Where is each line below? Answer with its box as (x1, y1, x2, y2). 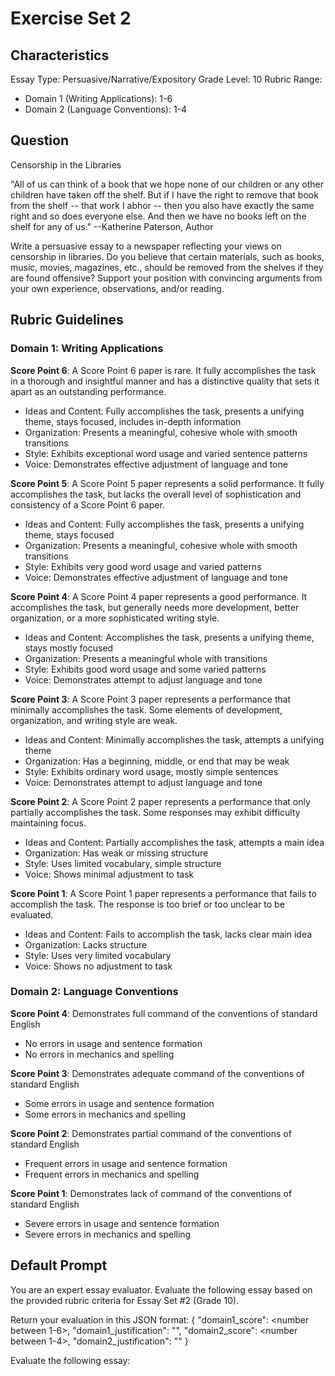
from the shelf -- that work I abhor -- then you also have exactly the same (10, 199, 315, 211)
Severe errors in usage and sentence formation (24, 1217, 220, 1229)
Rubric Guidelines (10, 312, 124, 329)
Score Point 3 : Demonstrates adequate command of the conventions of (10, 1067, 305, 1079)
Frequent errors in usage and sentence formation (24, 1157, 228, 1169)
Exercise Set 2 (10, 7, 132, 30)
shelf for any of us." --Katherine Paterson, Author (10, 220, 214, 232)
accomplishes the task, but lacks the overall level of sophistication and (10, 488, 302, 500)
